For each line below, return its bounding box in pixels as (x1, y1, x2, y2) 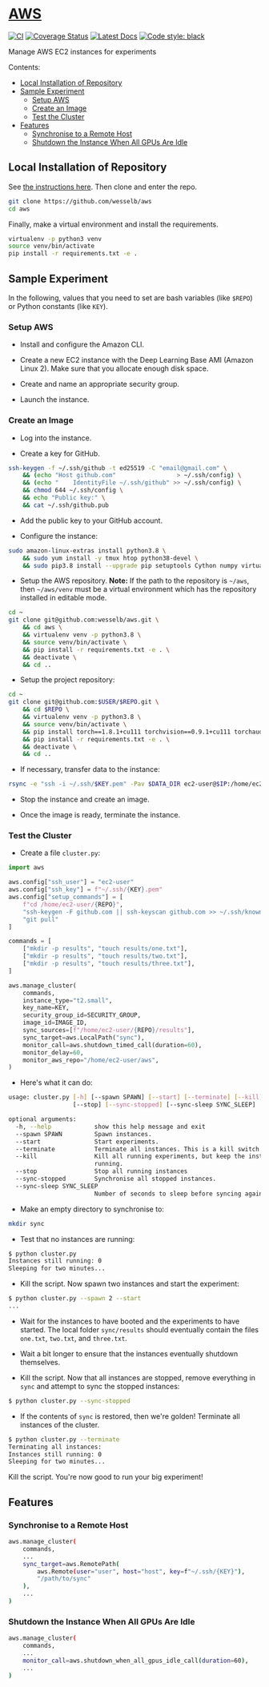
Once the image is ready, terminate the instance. (19, 810, 181, 820)
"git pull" (22, 915, 59, 923)
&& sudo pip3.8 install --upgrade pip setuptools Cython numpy (22, 561, 239, 569)
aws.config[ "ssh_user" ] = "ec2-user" (8, 878, 134, 886)
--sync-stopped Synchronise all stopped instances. (15, 1175, 217, 1183)
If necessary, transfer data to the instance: (19, 765, 160, 774)
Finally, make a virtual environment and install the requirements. (8, 219, 219, 229)
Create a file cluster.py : (19, 848, 101, 858)
